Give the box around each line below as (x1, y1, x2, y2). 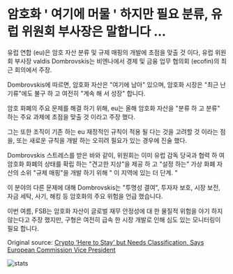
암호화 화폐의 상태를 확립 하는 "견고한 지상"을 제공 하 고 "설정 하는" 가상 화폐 (7, 160, 216, 168)
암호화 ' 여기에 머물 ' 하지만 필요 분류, (7, 6, 209, 22)
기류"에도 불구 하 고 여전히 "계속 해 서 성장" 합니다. (7, 89, 146, 98)
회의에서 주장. (14, 66, 52, 74)
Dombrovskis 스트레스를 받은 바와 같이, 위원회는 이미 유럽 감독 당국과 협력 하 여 (7, 151, 225, 159)
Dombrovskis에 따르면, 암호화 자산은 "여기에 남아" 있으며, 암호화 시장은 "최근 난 (7, 80, 226, 89)
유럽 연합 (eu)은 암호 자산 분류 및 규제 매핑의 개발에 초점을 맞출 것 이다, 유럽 (7, 48, 214, 56)
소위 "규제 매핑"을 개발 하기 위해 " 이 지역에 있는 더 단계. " (20, 168, 178, 176)
